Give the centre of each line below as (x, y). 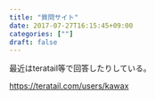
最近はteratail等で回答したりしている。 (80, 68)
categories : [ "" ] (41, 34)
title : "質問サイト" (44, 17)
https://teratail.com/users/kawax (69, 86)
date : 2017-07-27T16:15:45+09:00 (71, 26)
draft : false (33, 42)
